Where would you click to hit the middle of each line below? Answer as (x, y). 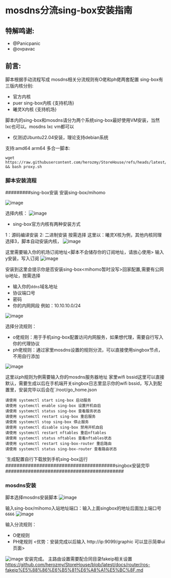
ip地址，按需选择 (23, 276)
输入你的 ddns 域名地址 (35, 286)
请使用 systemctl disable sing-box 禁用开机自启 (54, 428)
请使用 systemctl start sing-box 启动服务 (48, 401)
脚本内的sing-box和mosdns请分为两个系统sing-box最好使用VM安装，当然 (83, 120)
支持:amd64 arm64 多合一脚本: (38, 148)
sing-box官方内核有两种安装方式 (47, 224)
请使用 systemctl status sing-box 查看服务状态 (53, 411)
